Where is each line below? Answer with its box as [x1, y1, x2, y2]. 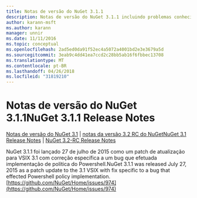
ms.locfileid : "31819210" [6, 74, 69, 79]
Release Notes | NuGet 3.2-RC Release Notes [6, 137, 116, 144]
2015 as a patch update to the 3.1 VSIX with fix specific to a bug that [6, 167, 170, 174]
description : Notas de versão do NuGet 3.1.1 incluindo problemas [6, 14, 172, 20]
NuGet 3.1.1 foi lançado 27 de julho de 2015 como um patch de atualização [6, 148, 185, 155]
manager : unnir [6, 30, 43, 36]
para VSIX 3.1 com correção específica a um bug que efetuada [6, 154, 157, 161]
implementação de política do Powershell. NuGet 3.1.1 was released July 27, [6, 161, 186, 168]
